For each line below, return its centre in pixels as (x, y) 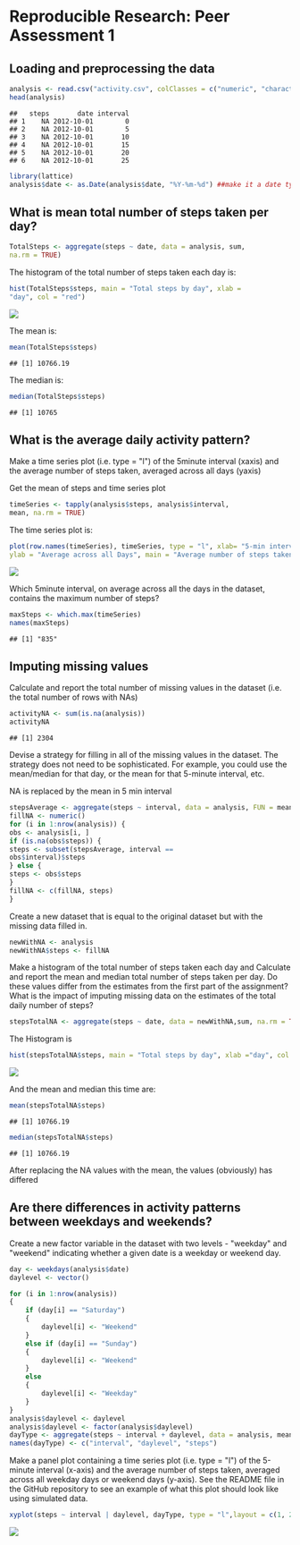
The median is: (37, 380)
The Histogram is (41, 1039)
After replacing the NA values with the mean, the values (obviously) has (141, 1170)
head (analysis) (37, 97)
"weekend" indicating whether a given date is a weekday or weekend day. (145, 1252)
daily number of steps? (51, 1006)
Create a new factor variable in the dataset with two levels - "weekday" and (148, 1243)
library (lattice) (42, 176)
